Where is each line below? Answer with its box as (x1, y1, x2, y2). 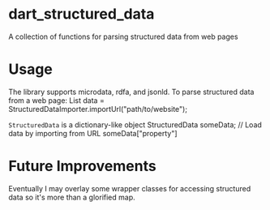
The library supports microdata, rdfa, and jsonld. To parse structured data (8, 87, 255, 96)
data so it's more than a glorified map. (8, 192, 135, 202)
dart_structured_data (8, 5, 155, 24)
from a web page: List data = (8, 95, 105, 105)
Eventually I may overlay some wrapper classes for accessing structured (8, 183, 251, 193)
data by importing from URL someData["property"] (8, 128, 178, 138)
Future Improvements (8, 157, 156, 175)
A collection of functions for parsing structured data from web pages (8, 32, 238, 41)
